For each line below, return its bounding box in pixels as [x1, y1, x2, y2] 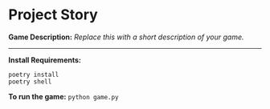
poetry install [8, 71, 59, 79]
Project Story [8, 6, 98, 24]
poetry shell [8, 78, 52, 86]
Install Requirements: [8, 54, 82, 65]
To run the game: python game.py [8, 91, 119, 101]
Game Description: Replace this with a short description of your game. [8, 32, 244, 42]
